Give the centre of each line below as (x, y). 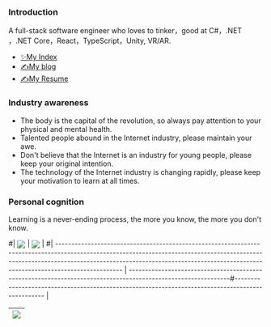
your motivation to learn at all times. (80, 180)
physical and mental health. (66, 129)
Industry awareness (49, 103)
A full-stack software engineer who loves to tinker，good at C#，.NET (125, 31)
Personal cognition (47, 202)
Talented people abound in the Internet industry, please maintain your (136, 138)
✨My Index (38, 57)
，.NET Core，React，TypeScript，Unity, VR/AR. (90, 41)
